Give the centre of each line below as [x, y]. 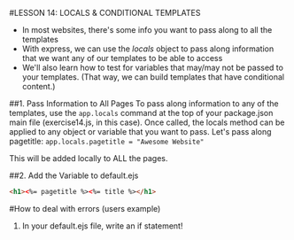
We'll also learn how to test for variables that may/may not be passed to [152, 67]
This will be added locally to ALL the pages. [89, 158]
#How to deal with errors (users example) [85, 208]
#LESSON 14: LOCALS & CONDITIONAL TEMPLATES [105, 13]
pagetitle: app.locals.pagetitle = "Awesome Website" [107, 141]
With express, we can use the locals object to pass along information [148, 49]
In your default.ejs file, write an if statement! [102, 226]
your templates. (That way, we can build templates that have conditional [153, 77]
